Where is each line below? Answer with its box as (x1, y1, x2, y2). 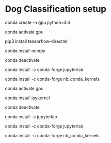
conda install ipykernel (5, 95, 50, 101)
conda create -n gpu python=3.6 (5, 19, 70, 25)
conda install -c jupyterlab (5, 113, 57, 120)
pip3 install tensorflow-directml (5, 38, 68, 44)
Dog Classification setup (5, 3, 107, 15)
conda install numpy (5, 48, 46, 54)
